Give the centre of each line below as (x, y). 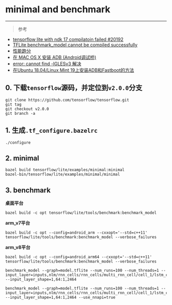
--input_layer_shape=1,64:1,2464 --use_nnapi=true (60, 298)
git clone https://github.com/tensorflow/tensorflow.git (67, 100)
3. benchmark (28, 190)
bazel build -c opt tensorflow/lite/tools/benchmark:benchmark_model (81, 213)
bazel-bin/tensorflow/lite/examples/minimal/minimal (63, 175)
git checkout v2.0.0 (27, 109)
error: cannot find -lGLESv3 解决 (47, 64)
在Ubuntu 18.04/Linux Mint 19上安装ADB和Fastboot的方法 (73, 70)
